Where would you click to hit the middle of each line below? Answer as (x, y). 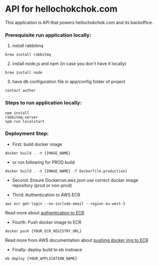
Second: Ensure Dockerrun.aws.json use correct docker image (75, 180)
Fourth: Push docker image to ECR (47, 222)
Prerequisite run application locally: (48, 35)
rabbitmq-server (21, 117)
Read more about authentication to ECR (45, 212)
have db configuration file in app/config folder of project (69, 82)
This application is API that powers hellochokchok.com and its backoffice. (79, 22)
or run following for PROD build (43, 162)
